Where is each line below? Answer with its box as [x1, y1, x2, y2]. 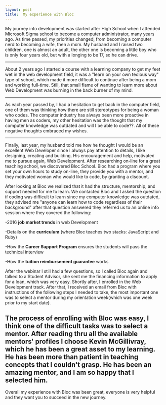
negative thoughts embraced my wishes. [5, 127, 88, 134]
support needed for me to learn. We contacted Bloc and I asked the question [5, 188, 161, 194]
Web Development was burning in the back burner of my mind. [5, 87, 133, 93]
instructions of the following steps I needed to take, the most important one [5, 289, 159, 295]
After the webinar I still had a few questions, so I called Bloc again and [5, 268, 148, 274]
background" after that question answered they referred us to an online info [5, 204, 159, 210]
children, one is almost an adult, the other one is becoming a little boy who [5, 47, 157, 53]
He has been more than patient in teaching [5, 352, 138, 361]
